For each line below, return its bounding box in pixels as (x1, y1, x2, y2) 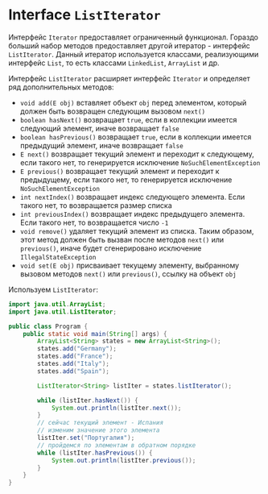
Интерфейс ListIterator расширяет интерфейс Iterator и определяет (8, 73, 251, 83)
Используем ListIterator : (8, 284, 99, 294)
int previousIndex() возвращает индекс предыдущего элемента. (19, 209, 245, 218)
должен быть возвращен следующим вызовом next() (19, 106, 206, 116)
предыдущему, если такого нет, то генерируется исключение (19, 175, 233, 185)
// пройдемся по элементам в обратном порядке (37, 441, 196, 449)
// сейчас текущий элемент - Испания (37, 419, 163, 427)
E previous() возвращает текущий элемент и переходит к (19, 166, 220, 176)
